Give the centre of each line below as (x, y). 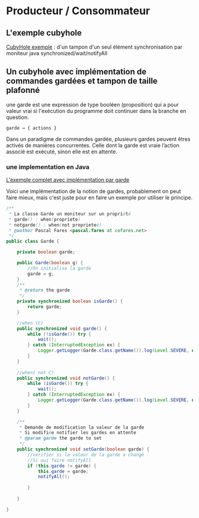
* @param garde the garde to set (60, 438)
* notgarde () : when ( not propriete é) (55, 225)
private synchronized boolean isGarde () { (70, 301)
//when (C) (30, 323)
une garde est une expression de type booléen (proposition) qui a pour (92, 104)
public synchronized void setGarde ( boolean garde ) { (83, 449)
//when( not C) (36, 372)
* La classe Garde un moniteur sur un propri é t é (70, 214)
